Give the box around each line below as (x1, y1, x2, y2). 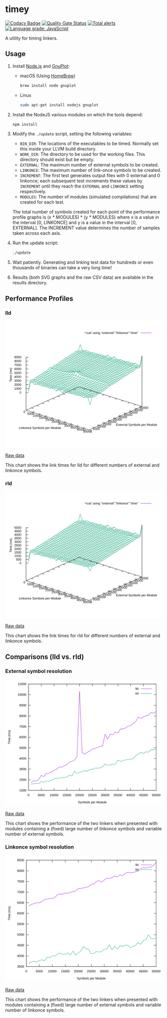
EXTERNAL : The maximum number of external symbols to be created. (19, 162, 159, 168)
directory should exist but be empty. (19, 156, 95, 162)
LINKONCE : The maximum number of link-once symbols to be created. (19, 167, 161, 174)
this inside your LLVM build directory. (19, 146, 96, 152)
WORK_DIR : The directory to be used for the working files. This (19, 151, 145, 157)
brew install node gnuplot (19, 83, 76, 88)
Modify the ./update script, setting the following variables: (12, 131, 132, 137)
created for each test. (19, 199, 65, 205)
